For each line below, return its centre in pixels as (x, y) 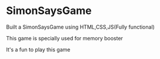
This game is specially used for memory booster (65, 38)
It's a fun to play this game (38, 49)
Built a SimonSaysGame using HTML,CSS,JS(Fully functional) (80, 27)
